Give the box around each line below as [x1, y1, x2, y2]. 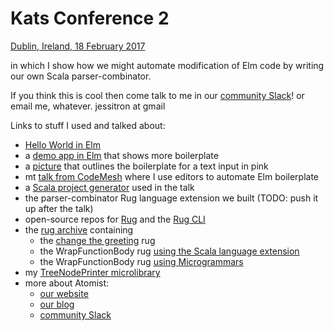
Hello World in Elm [24, 138, 102, 151]
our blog [39, 298, 75, 310]
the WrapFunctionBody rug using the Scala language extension [39, 245, 300, 257]
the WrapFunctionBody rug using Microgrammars [39, 255, 244, 267]
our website [39, 287, 89, 299]
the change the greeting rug [39, 234, 156, 246]
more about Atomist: [24, 277, 110, 289]
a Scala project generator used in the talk [24, 181, 195, 193]
